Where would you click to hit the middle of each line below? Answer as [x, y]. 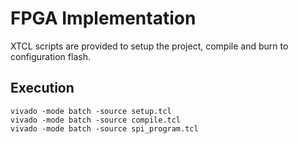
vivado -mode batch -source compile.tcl [96, 120]
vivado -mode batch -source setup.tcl [91, 111]
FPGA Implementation [103, 18]
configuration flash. [50, 56]
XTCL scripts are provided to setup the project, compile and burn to [149, 46]
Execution [42, 88]
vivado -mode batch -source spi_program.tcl [104, 128]
